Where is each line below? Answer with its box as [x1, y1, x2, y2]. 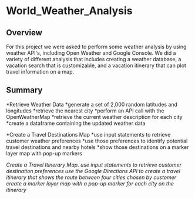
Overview [6, 28, 43, 38]
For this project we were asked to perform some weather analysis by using [6, 43, 187, 50]
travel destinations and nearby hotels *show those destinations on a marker [6, 143, 189, 151]
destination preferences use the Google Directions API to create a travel [6, 167, 181, 174]
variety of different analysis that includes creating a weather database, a [6, 56, 181, 62]
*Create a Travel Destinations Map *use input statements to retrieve [6, 131, 171, 138]
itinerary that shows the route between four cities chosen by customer [6, 174, 177, 181]
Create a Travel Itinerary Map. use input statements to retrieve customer [6, 161, 182, 168]
